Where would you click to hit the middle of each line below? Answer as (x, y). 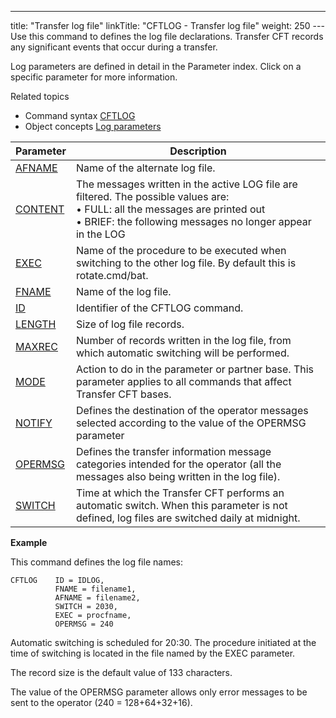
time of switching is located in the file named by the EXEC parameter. (153, 653)
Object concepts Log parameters (93, 126)
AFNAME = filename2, (97, 598)
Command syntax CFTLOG (80, 115)
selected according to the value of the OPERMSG (191, 423)
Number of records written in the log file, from (183, 340)
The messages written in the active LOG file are (186, 184)
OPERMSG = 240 (84, 624)
